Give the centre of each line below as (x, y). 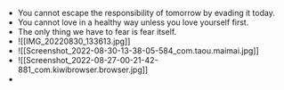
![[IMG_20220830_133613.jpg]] (74, 41)
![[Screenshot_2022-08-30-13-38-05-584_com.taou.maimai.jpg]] (138, 51)
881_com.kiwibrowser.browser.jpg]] (83, 70)
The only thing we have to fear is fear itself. (97, 32)
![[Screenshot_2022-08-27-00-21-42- (88, 60)
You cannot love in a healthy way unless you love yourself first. (133, 22)
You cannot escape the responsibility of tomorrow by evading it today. (146, 13)
